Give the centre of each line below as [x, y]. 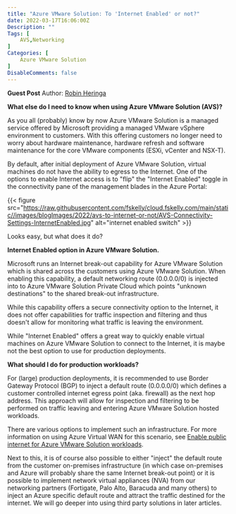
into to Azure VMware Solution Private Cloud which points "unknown [107, 286]
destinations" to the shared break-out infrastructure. [83, 293]
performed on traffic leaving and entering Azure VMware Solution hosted [113, 408]
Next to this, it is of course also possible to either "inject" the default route [115, 458]
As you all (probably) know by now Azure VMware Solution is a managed [113, 120]
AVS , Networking [42, 40]
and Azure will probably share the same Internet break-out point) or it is [111, 472]
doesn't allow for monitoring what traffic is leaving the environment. [106, 322]
